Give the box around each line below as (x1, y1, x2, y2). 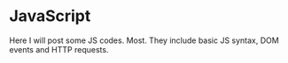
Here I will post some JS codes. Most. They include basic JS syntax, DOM (9, 35, 279, 45)
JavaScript (9, 6, 91, 26)
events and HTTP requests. (9, 44, 109, 54)
